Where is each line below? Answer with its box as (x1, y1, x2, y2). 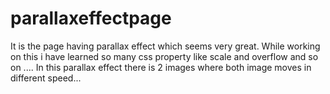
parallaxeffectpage (10, 7, 172, 30)
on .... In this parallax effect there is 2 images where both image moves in (10, 61, 312, 73)
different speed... (10, 72, 82, 84)
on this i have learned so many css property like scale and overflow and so (10, 50, 319, 62)
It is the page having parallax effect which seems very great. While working (10, 40, 321, 52)
